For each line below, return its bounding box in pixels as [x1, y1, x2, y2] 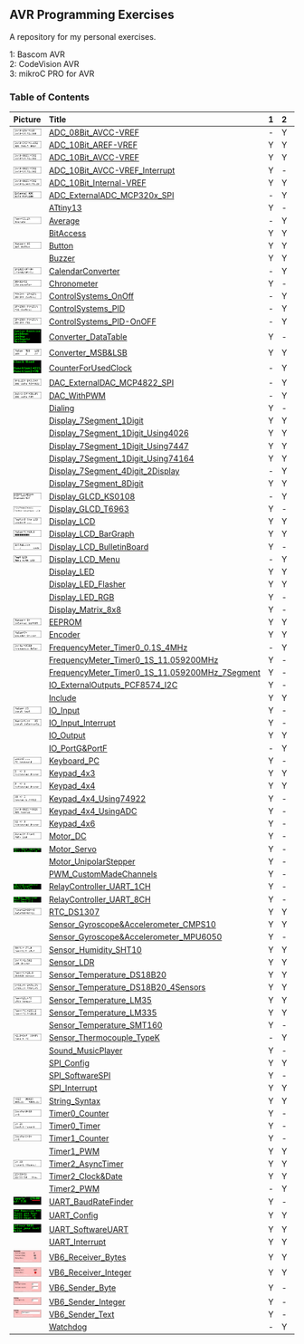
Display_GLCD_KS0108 [48, 491, 136, 502]
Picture [13, 113, 42, 125]
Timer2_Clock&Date [48, 1171, 123, 1182]
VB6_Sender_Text [48, 1309, 115, 1320]
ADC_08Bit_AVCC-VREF [48, 127, 140, 138]
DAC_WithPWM [48, 389, 106, 401]
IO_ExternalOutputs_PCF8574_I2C [48, 679, 178, 691]
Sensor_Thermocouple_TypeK [48, 1032, 160, 1043]
